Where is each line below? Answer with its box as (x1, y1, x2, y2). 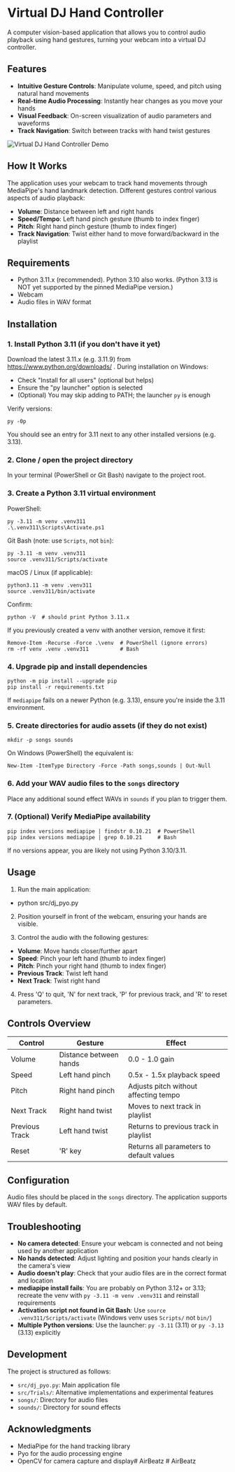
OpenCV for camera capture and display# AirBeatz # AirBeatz (17, 1457, 197, 1465)
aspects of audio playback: (7, 194, 85, 202)
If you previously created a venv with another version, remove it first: (7, 626, 206, 634)
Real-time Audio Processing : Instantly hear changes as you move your (17, 97, 223, 105)
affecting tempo (128, 1090, 180, 1100)
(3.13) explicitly (17, 1329, 61, 1337)
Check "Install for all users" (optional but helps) (17, 376, 155, 385)
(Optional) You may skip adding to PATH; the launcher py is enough (17, 391, 211, 399)
